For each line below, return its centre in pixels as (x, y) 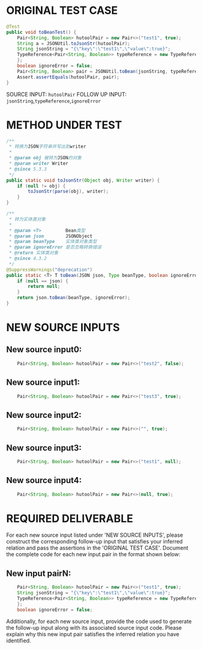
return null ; (44, 287)
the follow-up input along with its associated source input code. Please (94, 627)
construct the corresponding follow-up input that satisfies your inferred (95, 542)
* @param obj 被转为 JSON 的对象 (45, 158)
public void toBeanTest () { (41, 32)
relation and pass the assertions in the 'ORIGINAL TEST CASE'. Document (97, 548)
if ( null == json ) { (43, 281)
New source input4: (44, 480)
